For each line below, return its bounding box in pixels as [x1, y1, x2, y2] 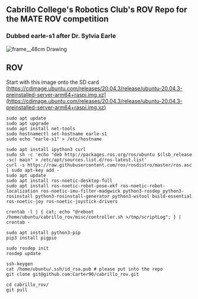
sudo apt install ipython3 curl [6, 146, 86, 152]
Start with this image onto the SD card [6, 78, 99, 86]
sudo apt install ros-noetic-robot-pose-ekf [6, 182, 118, 189]
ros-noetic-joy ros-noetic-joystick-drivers [6, 199, 118, 204]
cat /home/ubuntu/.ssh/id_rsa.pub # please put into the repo [6, 266, 163, 272]
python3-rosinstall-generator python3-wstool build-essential [35, 193, 193, 199]
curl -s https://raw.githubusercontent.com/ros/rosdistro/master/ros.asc [6, 162, 193, 168]
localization [6, 188, 39, 194]
